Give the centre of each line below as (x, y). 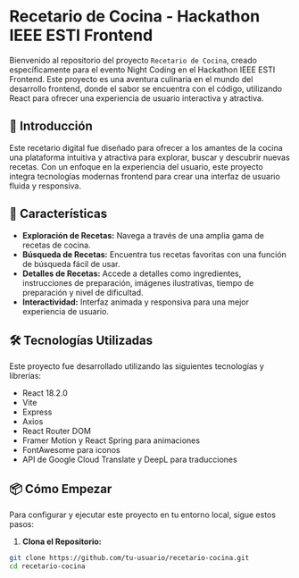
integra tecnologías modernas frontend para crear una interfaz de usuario (145, 176)
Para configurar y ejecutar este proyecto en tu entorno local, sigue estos (143, 515)
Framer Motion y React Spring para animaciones (111, 440)
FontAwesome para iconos (71, 450)
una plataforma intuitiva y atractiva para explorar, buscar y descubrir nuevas (149, 157)
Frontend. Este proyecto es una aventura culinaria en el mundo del (131, 79)
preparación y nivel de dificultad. (83, 292)
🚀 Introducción (51, 126)
